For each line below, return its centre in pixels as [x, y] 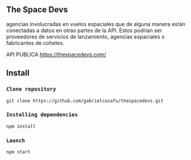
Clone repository [31, 89]
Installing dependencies [42, 115]
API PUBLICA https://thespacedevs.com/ [56, 54]
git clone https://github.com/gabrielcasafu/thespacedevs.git [85, 101]
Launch [16, 140]
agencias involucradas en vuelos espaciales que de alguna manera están [96, 24]
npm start [18, 152]
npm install [21, 126]
